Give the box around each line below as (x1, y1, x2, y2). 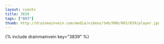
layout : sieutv (5, 7, 36, 12)
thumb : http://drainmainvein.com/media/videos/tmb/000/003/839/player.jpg (5, 20, 161, 26)
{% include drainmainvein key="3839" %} (5, 34, 89, 40)
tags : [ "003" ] (5, 16, 34, 21)
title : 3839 (5, 12, 29, 16)
